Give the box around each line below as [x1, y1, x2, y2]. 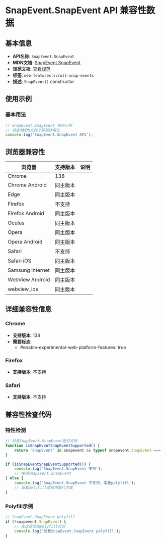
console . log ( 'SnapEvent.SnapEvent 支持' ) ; [14, 466, 103, 471]
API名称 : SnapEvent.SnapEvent [12, 54, 74, 59]
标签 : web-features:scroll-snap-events [12, 72, 94, 78]
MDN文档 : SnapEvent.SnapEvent [12, 60, 81, 66]
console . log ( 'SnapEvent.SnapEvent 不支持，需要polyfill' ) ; [14, 480, 136, 485]
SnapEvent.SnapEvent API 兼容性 [5, 5, 147, 16]
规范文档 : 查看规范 [12, 66, 51, 72]
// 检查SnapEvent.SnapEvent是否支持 [5, 438, 77, 443]
